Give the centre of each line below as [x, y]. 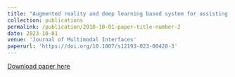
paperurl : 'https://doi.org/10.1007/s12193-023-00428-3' [93, 46]
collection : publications [45, 20]
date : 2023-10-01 [33, 33]
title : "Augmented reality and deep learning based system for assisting [118, 14]
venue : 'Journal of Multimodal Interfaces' [72, 40]
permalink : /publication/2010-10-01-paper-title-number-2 [94, 27]
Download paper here [39, 66]
